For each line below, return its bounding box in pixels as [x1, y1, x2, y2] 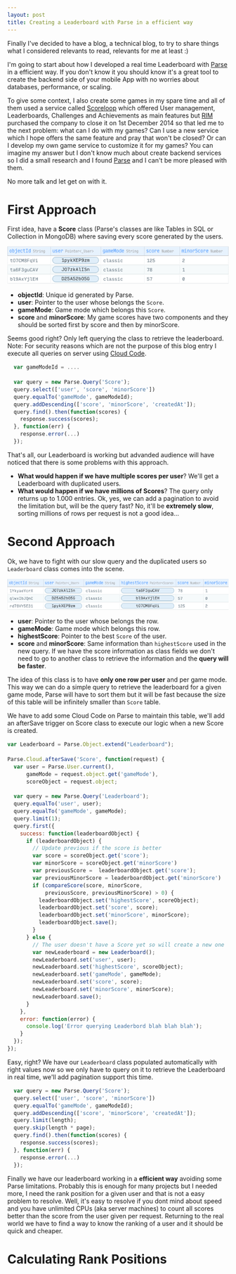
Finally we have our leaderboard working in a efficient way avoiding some [7, 1174, 223, 1183]
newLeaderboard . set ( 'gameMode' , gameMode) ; [32, 971, 162, 978]
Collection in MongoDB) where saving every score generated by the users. [7, 232, 223, 241]
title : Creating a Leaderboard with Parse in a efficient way [7, 18, 193, 26]
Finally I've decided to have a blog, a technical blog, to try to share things [7, 39, 219, 47]
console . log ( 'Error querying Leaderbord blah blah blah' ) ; [25, 1023, 202, 1030]
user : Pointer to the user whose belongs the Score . [17, 298, 165, 307]
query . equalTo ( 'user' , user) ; [13, 801, 102, 808]
